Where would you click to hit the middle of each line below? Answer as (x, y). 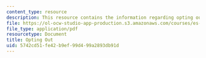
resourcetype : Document (37, 34)
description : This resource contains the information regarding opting (100, 18)
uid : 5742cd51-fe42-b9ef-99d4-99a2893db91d (63, 46)
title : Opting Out (30, 40)
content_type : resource (37, 12)
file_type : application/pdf (42, 29)
